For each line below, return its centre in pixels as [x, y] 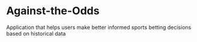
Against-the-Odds [53, 11]
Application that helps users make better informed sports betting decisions [99, 27]
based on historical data [36, 33]
